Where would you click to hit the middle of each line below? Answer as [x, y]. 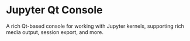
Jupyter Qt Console [55, 10]
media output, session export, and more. [55, 32]
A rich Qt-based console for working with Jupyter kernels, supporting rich [95, 26]
